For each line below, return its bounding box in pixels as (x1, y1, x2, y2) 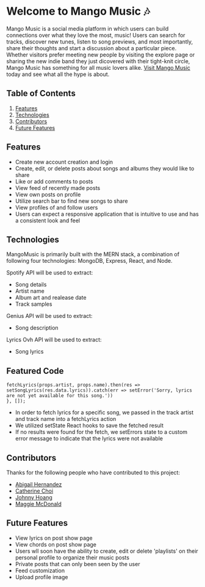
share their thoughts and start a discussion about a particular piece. (6, 44, 177, 51)
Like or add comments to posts (15, 178, 93, 185)
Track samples (15, 300, 52, 308)
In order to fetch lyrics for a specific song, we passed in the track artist (15, 409, 194, 416)
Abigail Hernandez (15, 481, 62, 488)
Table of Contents (6, 88, 76, 99)
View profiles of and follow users (15, 203, 98, 211)
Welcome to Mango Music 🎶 (6, 4, 151, 18)
